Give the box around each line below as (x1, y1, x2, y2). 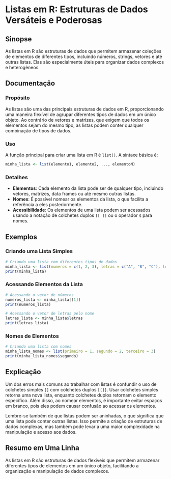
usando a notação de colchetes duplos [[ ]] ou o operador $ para (12, 212, 153, 218)
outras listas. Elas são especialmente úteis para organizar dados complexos (5, 59, 164, 65)
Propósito (5, 94, 30, 101)
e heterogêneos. (5, 65, 40, 70)
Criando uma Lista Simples (5, 248, 73, 255)
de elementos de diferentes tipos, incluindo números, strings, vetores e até (5, 53, 162, 60)
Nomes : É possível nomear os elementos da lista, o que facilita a (12, 196, 149, 202)
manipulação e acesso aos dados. (5, 429, 77, 435)
